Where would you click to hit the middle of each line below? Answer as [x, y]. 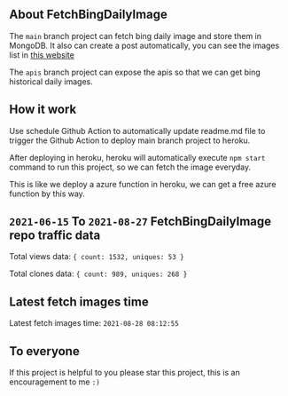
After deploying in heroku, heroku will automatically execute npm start [137, 157]
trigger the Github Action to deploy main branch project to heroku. [130, 140]
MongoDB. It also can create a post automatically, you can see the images [144, 45]
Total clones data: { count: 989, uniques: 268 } [98, 273]
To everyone [44, 351]
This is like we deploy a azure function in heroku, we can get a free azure [143, 184]
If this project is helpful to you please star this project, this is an [125, 373]
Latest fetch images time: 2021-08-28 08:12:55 [94, 323]
